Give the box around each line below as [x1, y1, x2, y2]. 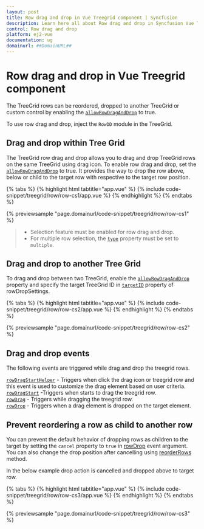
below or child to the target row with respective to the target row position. [6, 173, 191, 181]
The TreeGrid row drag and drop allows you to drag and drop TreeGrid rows [6, 154, 196, 161]
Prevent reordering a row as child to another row [6, 420, 193, 430]
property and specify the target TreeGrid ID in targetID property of [6, 281, 174, 289]
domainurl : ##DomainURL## [6, 43, 72, 49]
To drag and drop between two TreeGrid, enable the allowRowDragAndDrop [6, 275, 189, 282]
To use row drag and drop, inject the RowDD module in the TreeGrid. [6, 120, 173, 128]
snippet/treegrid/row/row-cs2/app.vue [6, 306, 103, 313]
